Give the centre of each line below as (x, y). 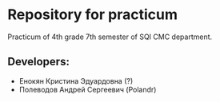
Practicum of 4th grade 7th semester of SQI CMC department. (110, 37)
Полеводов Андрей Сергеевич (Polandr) (88, 89)
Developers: (38, 62)
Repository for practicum (92, 15)
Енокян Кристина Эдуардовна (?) (76, 80)
